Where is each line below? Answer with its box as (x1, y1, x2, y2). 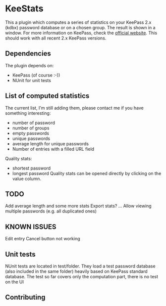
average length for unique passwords (12, 140, 89, 146)
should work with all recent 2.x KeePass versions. (5, 35, 107, 41)
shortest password (12, 165, 51, 171)
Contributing (5, 293, 46, 302)
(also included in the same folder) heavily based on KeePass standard (5, 268, 148, 274)
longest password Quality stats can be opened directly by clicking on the (12, 170, 162, 176)
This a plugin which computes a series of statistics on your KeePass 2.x (5, 19, 152, 25)
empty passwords (12, 130, 50, 136)
